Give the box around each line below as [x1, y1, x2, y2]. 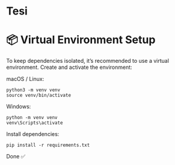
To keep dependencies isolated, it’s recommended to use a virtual [6, 57, 170, 65]
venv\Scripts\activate [6, 120, 63, 126]
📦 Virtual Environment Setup [6, 33, 156, 47]
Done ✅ [6, 153, 26, 160]
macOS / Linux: [6, 76, 45, 83]
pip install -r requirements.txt [6, 142, 90, 149]
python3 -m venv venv [6, 87, 61, 93]
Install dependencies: [6, 131, 60, 138]
